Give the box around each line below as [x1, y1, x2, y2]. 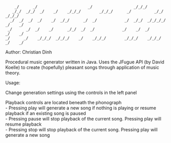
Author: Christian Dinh [5, 49, 52, 55]
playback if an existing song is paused [5, 110, 86, 116]
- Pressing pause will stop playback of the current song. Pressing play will [5, 116, 161, 122]
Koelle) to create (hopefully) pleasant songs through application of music [5, 64, 160, 70]
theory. [5, 70, 20, 76]
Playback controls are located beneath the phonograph [5, 100, 122, 105]
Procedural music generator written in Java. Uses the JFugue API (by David [5, 59, 165, 65]
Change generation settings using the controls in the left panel [5, 89, 137, 96]
